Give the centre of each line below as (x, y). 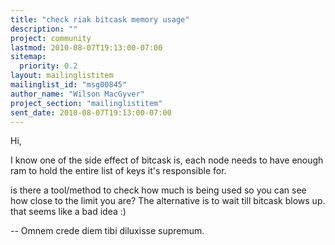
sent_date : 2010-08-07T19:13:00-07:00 (91, 112)
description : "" (44, 29)
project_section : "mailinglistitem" (86, 103)
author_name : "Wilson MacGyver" (77, 94)
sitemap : (28, 57)
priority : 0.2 (48, 66)
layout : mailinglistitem (62, 76)
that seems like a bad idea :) (68, 212)
